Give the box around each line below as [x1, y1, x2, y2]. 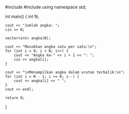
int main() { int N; [5, 14, 39, 19]
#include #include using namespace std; [5, 4, 87, 10]
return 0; [5, 95, 25, 100]
